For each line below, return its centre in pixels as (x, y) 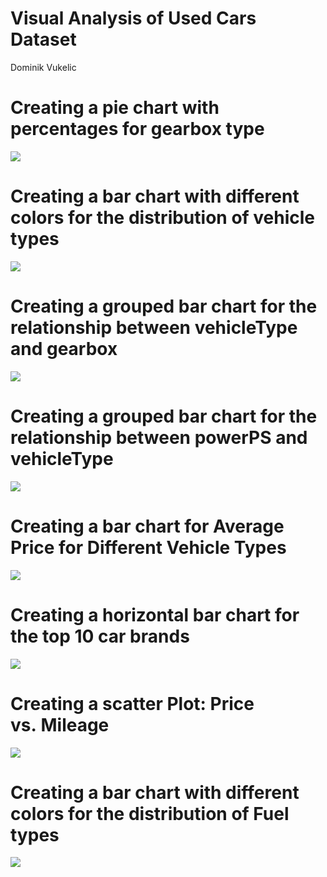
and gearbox (64, 349)
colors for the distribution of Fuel (150, 813)
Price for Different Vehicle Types (148, 547)
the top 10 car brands (100, 636)
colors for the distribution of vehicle (163, 218)
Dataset (43, 39)
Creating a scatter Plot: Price (132, 703)
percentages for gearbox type (137, 129)
